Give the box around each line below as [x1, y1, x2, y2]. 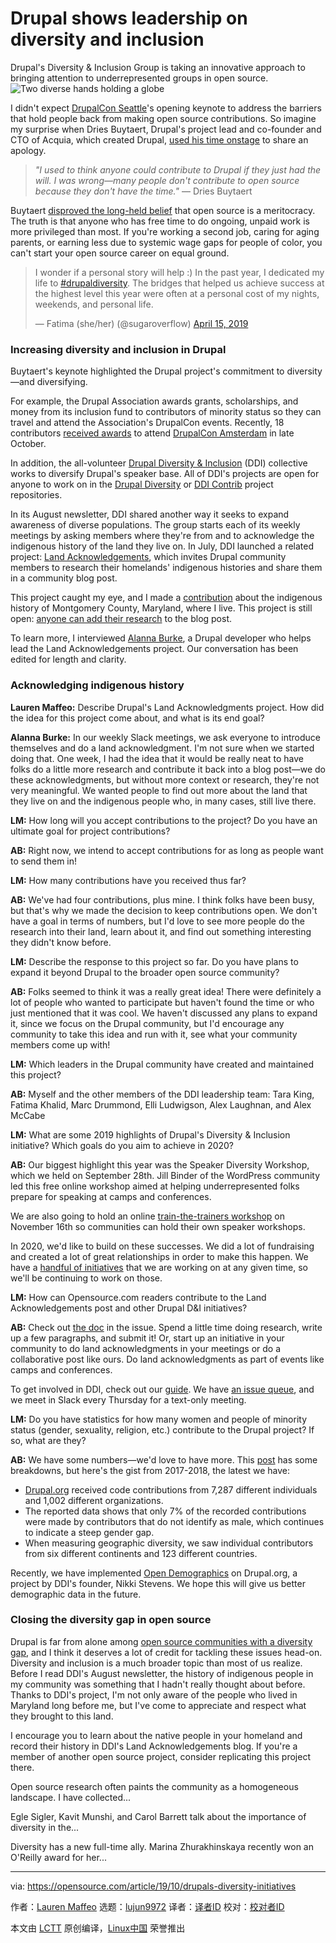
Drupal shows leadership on [10, 7, 248, 30]
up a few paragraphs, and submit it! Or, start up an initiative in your [10, 1332, 285, 1344]
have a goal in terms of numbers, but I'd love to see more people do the [10, 915, 305, 927]
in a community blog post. [10, 572, 118, 584]
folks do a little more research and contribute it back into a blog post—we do [10, 763, 326, 775]
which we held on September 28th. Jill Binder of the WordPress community [10, 1169, 321, 1181]
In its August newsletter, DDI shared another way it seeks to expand [10, 508, 290, 521]
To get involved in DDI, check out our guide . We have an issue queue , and [10, 1383, 315, 1395]
